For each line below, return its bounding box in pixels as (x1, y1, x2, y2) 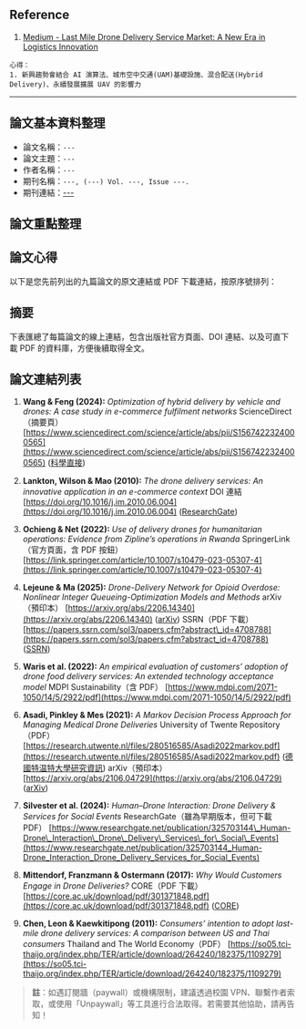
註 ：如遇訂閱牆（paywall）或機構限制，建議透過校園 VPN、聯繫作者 (31, 987, 288, 998)
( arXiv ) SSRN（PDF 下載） (154, 614, 254, 625)
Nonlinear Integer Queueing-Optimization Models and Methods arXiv (22, 592, 282, 602)
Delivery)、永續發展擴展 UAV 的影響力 (9, 79, 142, 89)
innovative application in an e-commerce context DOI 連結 (22, 487, 243, 498)
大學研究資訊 (54, 763, 103, 774)
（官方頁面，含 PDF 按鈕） (22, 544, 123, 555)
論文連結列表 (9, 372, 82, 387)
